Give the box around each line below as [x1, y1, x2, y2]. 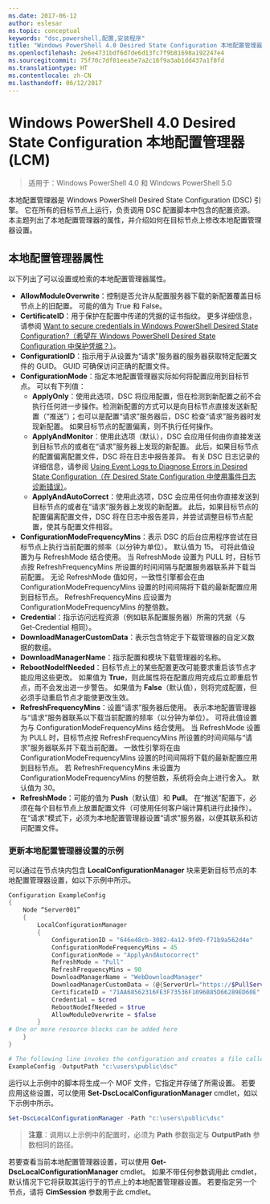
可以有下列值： [35, 382, 86, 391]
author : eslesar [8, 19, 63, 27]
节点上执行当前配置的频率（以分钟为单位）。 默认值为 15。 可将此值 [27, 542, 248, 552]
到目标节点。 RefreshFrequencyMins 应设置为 [19, 592, 172, 602]
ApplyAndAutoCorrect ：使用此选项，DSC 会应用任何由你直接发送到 [31, 492, 260, 502]
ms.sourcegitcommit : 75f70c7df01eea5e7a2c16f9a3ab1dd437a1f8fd [8, 57, 225, 65]
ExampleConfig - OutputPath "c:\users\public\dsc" [8, 1062, 178, 1071]
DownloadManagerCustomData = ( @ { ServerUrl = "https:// [51, 981, 231, 989]
